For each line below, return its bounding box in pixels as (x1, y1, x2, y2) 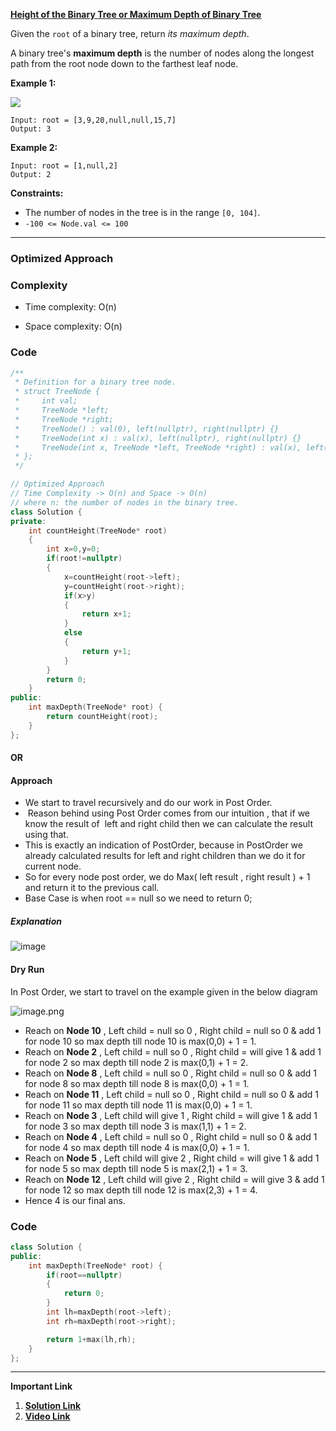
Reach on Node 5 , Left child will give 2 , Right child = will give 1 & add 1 (24, 1152, 320, 1164)
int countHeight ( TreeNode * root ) (28, 525, 168, 536)
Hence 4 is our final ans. (24, 1194, 126, 1206)
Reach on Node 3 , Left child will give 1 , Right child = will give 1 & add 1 (24, 1109, 318, 1121)
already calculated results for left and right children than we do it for (24, 850, 306, 862)
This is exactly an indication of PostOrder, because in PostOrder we (24, 839, 303, 851)
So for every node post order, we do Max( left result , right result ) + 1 (24, 871, 311, 883)
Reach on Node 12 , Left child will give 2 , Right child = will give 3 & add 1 (24, 1173, 325, 1185)
